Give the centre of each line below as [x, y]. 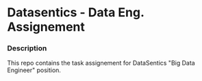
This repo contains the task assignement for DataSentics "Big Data [101, 63]
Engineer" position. [34, 70]
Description [27, 48]
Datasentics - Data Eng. [76, 13]
